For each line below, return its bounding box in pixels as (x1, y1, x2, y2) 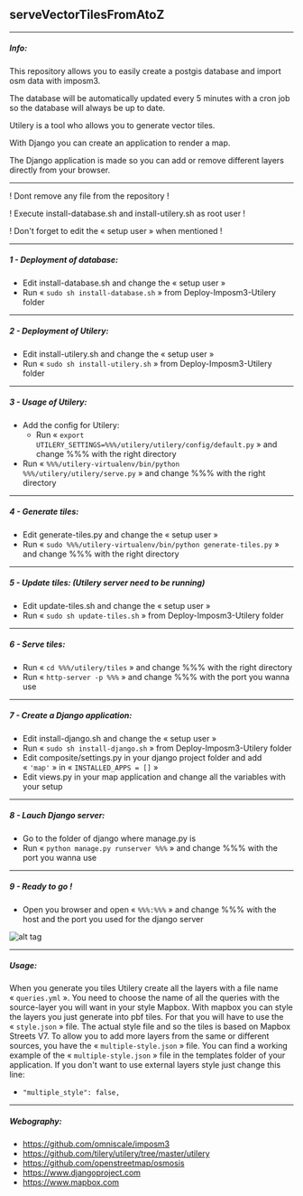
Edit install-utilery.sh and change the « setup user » (22, 348, 215, 360)
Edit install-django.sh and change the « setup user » (22, 733, 217, 743)
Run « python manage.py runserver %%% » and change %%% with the (22, 842, 278, 853)
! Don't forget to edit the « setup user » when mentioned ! (9, 225, 223, 236)
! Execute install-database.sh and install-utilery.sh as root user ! (9, 208, 246, 219)
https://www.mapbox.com (22, 1177, 120, 1188)
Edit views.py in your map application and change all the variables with (22, 771, 286, 782)
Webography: (9, 1116, 62, 1127)
